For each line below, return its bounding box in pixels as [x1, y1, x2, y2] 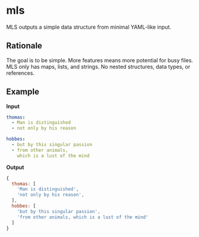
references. [6, 69, 35, 77]
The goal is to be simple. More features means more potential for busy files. [6, 56, 194, 63]
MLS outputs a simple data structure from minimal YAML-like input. [6, 23, 172, 31]
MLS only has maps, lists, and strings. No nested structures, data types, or [6, 63, 191, 70]
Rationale [6, 41, 43, 51]
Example [6, 87, 40, 97]
